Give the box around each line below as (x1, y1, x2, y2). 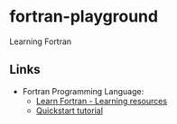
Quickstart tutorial (35, 105, 104, 116)
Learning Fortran (9, 36, 72, 47)
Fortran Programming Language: (22, 85, 144, 96)
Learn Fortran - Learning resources (35, 95, 168, 106)
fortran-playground (9, 6, 159, 27)
